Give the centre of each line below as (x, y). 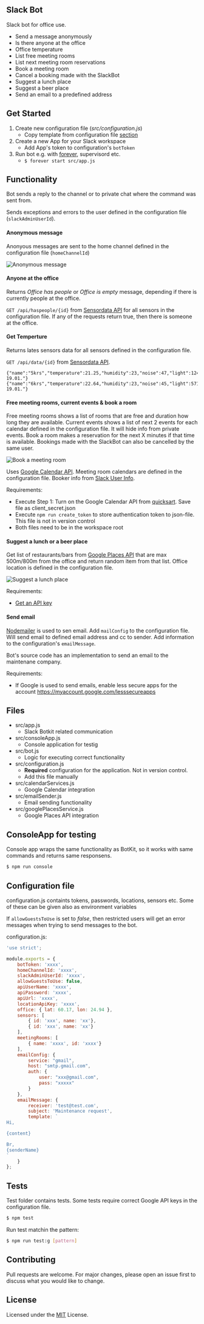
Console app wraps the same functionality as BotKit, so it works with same (100, 849)
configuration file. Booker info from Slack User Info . (71, 478)
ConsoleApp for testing (51, 834)
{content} (19, 1134)
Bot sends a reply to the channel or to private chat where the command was (101, 194)
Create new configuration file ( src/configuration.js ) (79, 128)
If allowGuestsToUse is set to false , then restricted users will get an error (96, 918)
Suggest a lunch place (43, 81)
